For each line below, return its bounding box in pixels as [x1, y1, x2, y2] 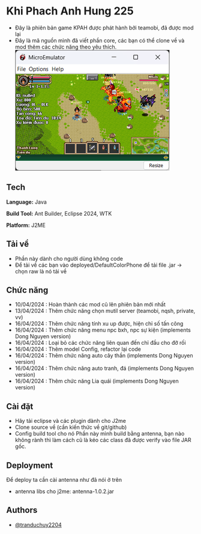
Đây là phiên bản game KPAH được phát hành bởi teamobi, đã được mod [14, 24, 194, 31]
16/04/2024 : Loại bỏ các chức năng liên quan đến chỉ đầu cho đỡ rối [14, 339, 186, 347]
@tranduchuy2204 [14, 521, 62, 528]
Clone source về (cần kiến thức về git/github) [14, 423, 127, 431]
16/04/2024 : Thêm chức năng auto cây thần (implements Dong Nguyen [14, 352, 193, 359]
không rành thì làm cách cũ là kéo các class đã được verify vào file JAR [14, 437, 191, 444]
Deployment [6, 460, 53, 470]
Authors [6, 505, 38, 515]
